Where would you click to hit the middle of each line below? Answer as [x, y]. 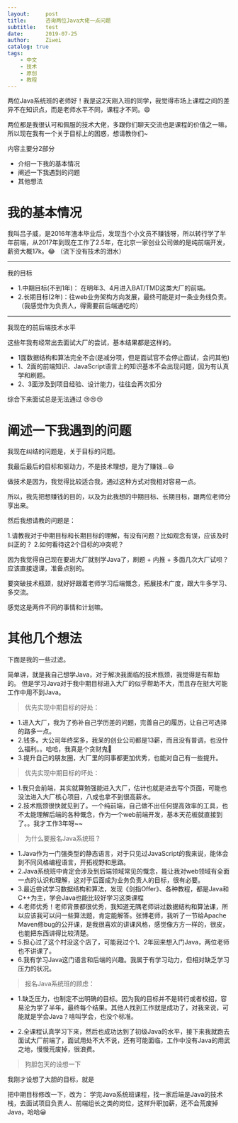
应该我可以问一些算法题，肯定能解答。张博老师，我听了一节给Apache [125, 915]
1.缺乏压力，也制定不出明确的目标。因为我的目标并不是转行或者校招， [119, 999]
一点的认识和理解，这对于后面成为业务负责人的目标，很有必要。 [110, 880]
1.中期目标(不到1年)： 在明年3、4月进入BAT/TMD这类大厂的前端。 [113, 288]
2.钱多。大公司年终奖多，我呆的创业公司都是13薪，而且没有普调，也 [117, 740]
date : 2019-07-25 [42, 34]
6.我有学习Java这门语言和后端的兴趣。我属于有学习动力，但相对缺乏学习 [124, 960]
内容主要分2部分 [31, 149]
